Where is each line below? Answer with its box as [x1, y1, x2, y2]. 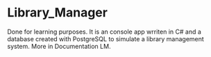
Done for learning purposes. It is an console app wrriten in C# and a [7, 27, 201, 36]
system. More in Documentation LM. [7, 42, 111, 50]
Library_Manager [7, 5, 108, 21]
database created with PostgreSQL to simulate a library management [7, 34, 205, 43]
